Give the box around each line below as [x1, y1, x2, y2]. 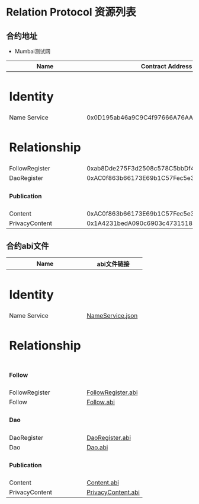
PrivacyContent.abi [86, 488, 140, 496]
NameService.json [86, 312, 138, 320]
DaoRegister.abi [86, 433, 131, 442]
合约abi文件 [6, 241, 49, 251]
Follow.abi [86, 398, 115, 407]
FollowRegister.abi [86, 388, 138, 397]
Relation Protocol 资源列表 [6, 5, 136, 19]
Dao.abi [86, 443, 108, 451]
